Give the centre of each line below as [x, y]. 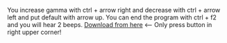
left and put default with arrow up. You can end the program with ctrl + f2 [112, 17]
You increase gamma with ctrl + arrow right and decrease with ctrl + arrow [114, 10]
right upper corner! [34, 32]
